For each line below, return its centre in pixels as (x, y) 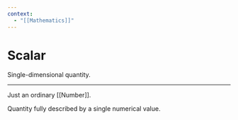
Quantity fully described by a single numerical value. (84, 109)
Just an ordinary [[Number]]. (49, 95)
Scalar (27, 55)
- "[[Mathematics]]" (44, 20)
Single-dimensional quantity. (49, 75)
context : (20, 14)
